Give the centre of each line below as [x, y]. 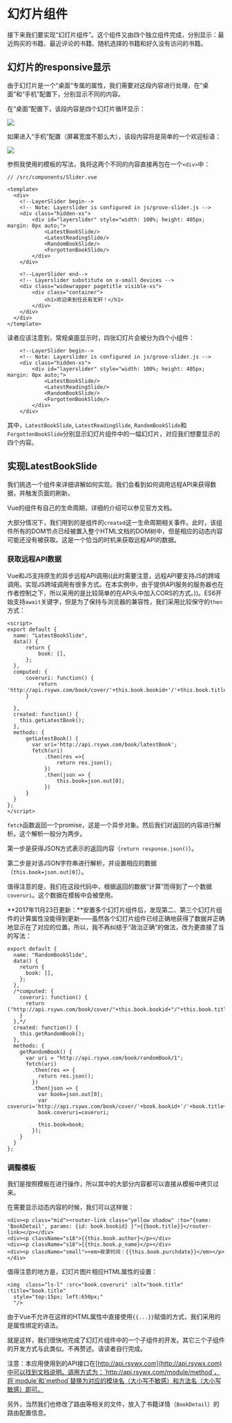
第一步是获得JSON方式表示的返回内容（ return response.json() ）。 [103, 848]
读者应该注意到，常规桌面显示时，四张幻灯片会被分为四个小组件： [101, 337]
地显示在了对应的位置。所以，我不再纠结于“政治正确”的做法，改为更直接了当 [116, 927]
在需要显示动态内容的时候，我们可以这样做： [71, 1207]
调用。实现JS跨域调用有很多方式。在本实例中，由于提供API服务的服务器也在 [116, 584]
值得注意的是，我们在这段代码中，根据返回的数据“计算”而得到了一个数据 [110, 886]
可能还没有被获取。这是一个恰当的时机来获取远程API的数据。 [94, 539]
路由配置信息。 [28, 1413]
